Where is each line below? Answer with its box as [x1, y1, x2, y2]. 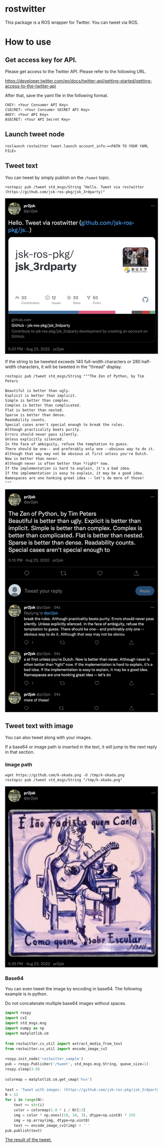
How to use [5, 36, 51, 48]
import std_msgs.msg [5, 1021, 47, 1026]
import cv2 [5, 1016, 27, 1020]
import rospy [5, 1010, 32, 1016]
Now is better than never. [5, 456, 60, 461]
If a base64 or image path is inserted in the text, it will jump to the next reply [5, 744, 157, 750]
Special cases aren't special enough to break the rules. [5, 422, 125, 427]
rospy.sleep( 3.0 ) [5, 1067, 40, 1072]
